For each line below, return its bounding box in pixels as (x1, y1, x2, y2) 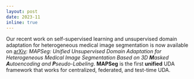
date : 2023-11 (6, 14, 41, 20)
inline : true (6, 19, 38, 25)
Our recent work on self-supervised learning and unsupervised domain (6, 36, 177, 43)
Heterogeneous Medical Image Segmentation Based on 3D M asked (6, 54, 169, 61)
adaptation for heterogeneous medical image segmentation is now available (6, 42, 189, 49)
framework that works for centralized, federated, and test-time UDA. (6, 67, 171, 74)
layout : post (6, 8, 38, 15)
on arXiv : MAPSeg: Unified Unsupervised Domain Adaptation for (6, 48, 162, 55)
